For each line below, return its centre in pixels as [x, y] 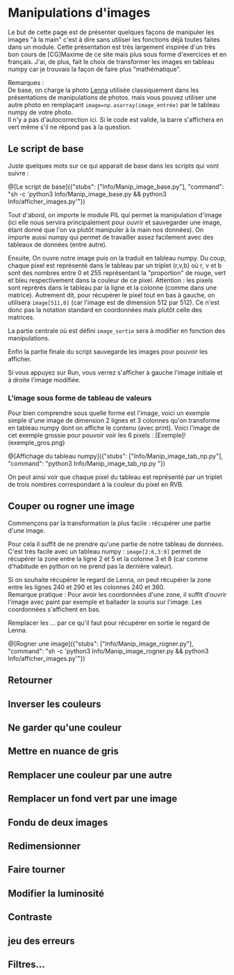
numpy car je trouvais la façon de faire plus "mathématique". [94, 69]
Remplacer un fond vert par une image [93, 799]
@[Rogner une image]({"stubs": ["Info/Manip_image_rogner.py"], [101, 643]
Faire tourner [36, 869]
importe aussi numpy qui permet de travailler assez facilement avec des [111, 237]
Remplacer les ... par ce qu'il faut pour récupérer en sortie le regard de [109, 623]
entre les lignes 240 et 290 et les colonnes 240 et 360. [86, 587]
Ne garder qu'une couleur [65, 728]
